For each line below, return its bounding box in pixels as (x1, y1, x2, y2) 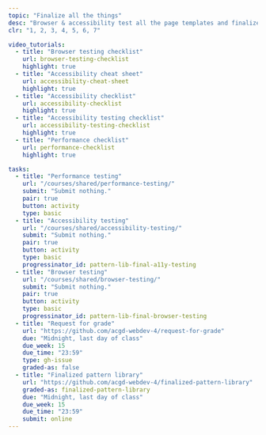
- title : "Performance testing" (15, 172, 123, 180)
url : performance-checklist (22, 143, 115, 151)
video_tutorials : (8, 40, 66, 48)
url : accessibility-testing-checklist (22, 122, 150, 130)
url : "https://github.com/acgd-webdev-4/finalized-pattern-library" (22, 378, 253, 386)
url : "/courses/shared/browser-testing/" (22, 275, 161, 283)
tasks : (8, 165, 30, 173)
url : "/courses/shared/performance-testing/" (22, 180, 176, 188)
